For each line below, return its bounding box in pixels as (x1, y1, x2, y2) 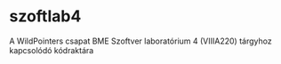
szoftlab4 (9, 6, 82, 27)
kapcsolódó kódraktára (9, 44, 94, 55)
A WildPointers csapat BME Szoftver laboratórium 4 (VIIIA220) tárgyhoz (9, 36, 273, 46)
